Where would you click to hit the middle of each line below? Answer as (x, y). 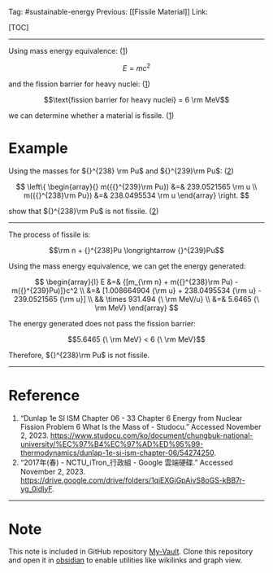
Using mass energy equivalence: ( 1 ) (68, 51)
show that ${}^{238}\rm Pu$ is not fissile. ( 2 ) (84, 211)
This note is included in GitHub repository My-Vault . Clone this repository (131, 552)
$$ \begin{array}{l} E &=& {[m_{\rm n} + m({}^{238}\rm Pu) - (136, 282)
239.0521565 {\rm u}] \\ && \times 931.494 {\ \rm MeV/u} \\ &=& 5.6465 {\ (136, 299)
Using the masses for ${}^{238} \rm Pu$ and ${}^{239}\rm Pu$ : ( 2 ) (121, 171)
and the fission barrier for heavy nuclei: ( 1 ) (79, 84)
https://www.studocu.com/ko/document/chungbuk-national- (152, 435)
